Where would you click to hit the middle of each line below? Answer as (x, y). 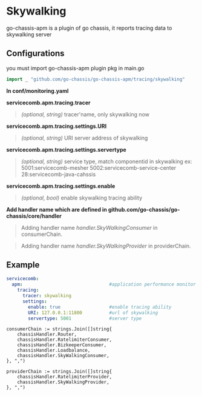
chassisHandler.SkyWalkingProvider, (64, 382)
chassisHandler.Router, (47, 335)
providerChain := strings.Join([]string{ (59, 372)
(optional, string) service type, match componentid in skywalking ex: (106, 161)
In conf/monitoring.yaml (37, 91)
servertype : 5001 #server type (85, 318)
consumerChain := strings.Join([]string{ (59, 329)
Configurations (35, 54)
